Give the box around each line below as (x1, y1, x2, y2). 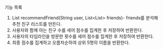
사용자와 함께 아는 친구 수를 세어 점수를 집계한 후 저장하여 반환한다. (12, 27, 143, 33)
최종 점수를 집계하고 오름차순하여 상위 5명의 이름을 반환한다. (12, 40, 130, 46)
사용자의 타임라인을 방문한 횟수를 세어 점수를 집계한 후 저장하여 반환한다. (12, 34, 154, 39)
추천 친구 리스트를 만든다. (12, 21, 62, 27)
